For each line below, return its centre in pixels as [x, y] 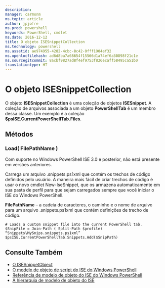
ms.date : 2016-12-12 [26, 38]
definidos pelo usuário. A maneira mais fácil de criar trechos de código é [79, 179]
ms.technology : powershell [33, 47]
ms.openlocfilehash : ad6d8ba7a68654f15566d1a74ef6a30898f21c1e [72, 56]
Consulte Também [34, 253]
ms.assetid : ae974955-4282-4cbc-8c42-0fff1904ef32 [58, 51]
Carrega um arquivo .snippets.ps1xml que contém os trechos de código [78, 174]
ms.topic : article [24, 19]
